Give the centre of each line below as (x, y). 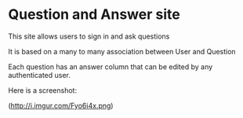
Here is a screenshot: (42, 90)
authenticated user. (39, 75)
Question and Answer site (94, 15)
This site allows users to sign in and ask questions (89, 36)
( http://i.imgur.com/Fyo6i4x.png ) (61, 105)
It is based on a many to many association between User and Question (122, 51)
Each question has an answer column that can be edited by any (111, 66)
